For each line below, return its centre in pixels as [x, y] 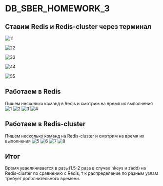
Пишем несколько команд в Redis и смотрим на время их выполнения [79, 103]
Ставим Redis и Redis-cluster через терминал [78, 27]
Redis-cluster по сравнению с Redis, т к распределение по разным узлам [81, 173]
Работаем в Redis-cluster [45, 124]
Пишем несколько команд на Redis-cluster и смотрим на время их [75, 136]
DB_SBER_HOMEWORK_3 [57, 9]
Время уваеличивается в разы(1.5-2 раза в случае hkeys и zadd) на [76, 168]
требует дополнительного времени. [43, 179]
